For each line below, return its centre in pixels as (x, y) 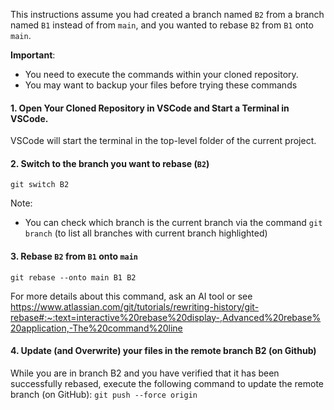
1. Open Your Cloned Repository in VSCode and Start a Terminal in (150, 108)
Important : (33, 55)
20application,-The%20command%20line (96, 328)
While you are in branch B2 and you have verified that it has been (145, 373)
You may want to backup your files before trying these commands (161, 85)
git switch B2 (40, 185)
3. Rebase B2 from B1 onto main (74, 256)
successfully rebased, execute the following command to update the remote (167, 383)
